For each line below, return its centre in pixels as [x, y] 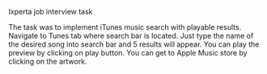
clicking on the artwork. [48, 61]
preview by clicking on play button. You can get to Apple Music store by [128, 53]
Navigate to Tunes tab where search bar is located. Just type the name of [131, 36]
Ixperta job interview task [51, 12]
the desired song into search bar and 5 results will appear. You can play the [134, 44]
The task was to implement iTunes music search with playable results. [125, 27]
